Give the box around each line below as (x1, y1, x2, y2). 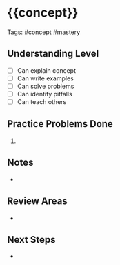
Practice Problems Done (7, 118, 114, 130)
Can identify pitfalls (17, 89, 72, 98)
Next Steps (7, 234, 56, 246)
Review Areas (7, 196, 68, 207)
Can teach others (17, 98, 67, 105)
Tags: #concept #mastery (7, 28, 81, 36)
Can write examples (17, 74, 74, 83)
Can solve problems (17, 82, 74, 90)
